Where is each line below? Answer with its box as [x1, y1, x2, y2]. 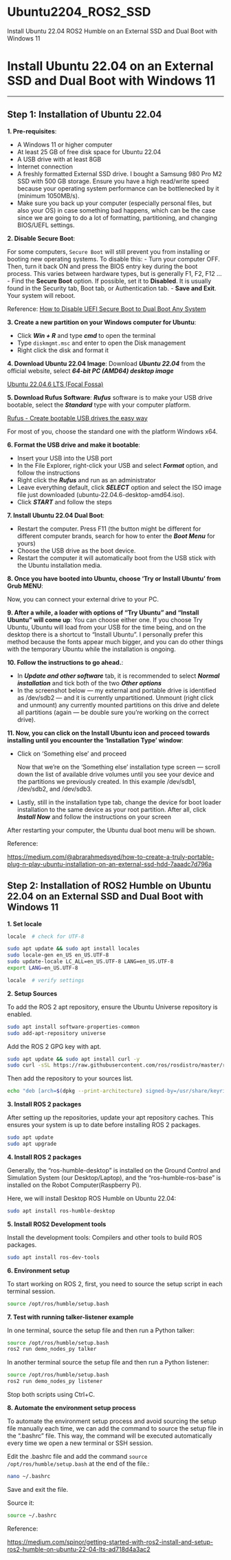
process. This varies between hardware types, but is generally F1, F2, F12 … [7, 269, 222, 277]
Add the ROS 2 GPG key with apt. [7, 1042, 102, 1050]
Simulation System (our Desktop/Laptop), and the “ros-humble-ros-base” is [7, 1173, 221, 1182]
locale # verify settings [7, 976, 85, 984]
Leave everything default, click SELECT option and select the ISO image [16, 483, 222, 491]
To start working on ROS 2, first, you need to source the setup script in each [7, 1279, 223, 1287]
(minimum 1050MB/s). [16, 191, 80, 200]
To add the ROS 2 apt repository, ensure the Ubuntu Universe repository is [7, 1003, 218, 1011]
